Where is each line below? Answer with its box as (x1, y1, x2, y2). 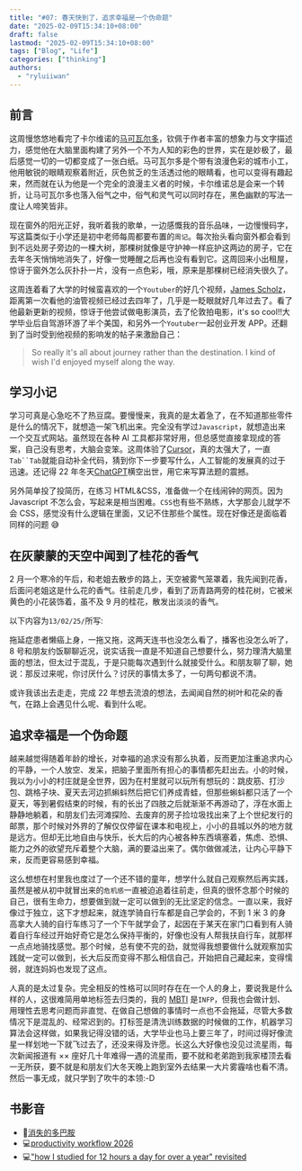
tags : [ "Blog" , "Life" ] (9, 47, 99, 56)
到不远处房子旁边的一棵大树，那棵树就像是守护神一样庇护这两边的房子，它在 (9, 242, 293, 253)
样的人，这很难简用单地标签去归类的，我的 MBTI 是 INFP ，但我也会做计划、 (9, 994, 286, 1004)
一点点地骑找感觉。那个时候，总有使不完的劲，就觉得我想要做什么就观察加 (9, 941, 285, 951)
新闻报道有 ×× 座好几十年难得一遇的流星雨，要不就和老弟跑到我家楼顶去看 (16, 1050, 292, 1060)
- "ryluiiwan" (17, 72, 70, 81)
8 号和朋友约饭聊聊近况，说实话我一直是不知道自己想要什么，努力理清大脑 (9, 645, 285, 657)
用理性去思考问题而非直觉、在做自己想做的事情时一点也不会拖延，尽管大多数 (9, 1005, 293, 1015)
